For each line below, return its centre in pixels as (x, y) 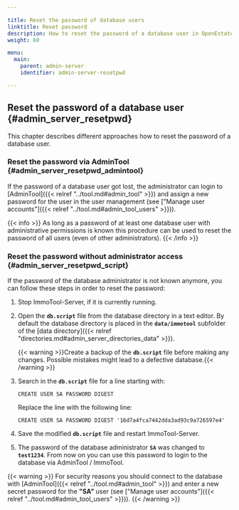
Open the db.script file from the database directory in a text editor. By (121, 316)
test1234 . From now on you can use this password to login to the (112, 455)
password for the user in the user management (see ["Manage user (106, 201)
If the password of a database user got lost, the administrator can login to (115, 186)
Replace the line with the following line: (75, 408)
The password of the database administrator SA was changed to (111, 447)
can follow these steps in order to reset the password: (86, 288)
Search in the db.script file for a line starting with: (91, 381)
